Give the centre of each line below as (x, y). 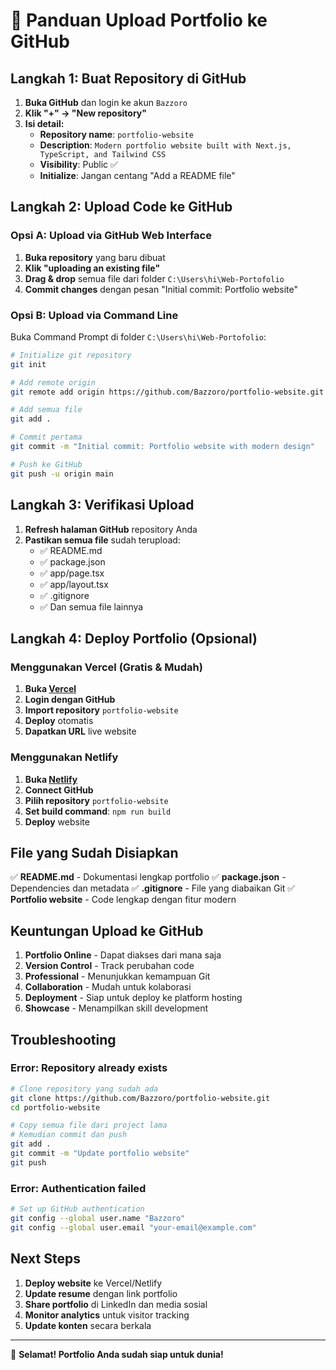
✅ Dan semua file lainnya (91, 606)
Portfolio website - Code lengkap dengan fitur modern (123, 900)
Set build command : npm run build (98, 811)
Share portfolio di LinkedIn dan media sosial (116, 1304)
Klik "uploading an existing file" (92, 268)
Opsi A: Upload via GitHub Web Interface (111, 236)
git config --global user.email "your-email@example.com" (133, 1227)
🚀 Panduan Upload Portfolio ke (139, 20)
